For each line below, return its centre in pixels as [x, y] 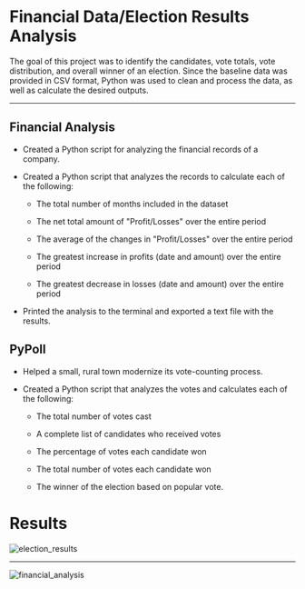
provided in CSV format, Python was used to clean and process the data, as [151, 80]
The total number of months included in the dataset [132, 204]
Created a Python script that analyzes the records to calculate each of [154, 176]
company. [41, 159]
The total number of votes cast [93, 416]
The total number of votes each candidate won [123, 469]
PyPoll [28, 349]
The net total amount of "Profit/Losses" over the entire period [151, 221]
